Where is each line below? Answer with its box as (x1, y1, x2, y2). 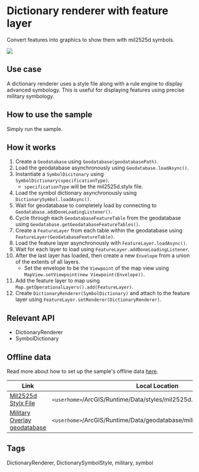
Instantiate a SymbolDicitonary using (15, 171, 104, 178)
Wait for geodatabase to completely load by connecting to (15, 202, 157, 209)
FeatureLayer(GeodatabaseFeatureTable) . (15, 233, 115, 240)
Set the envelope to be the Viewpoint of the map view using (24, 264, 169, 272)
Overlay (9, 416, 32, 424)
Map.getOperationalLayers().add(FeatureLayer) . (15, 283, 133, 290)
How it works (6, 142, 56, 152)
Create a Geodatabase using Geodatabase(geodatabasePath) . (15, 158, 159, 165)
